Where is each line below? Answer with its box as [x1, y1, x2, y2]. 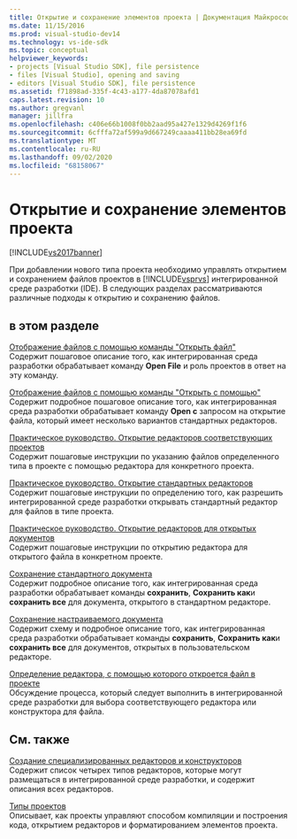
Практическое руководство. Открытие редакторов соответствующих [9, 433, 273, 443]
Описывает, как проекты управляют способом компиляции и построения [9, 810, 288, 820]
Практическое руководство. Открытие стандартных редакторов [9, 478, 254, 489]
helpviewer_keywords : [9, 54, 89, 63]
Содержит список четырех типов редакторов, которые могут [9, 765, 242, 775]
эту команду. [9, 370, 59, 381]
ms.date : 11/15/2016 [9, 21, 86, 30]
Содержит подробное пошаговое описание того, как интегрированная [9, 396, 277, 407]
